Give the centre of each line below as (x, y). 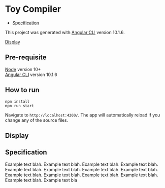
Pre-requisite (26, 57)
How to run (22, 90)
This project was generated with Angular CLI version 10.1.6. (65, 32)
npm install (17, 101)
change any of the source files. (37, 120)
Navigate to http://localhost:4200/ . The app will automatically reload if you (82, 115)
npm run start (20, 106)
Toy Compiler (33, 9)
